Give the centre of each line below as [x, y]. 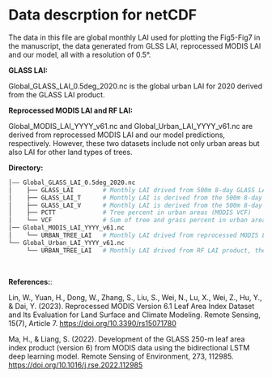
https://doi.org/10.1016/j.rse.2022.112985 [76, 365]
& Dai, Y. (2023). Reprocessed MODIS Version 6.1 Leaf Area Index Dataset [132, 306]
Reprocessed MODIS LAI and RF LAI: [71, 110]
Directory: [26, 167]
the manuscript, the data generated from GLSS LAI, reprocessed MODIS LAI [135, 45]
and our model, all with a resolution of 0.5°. [80, 54]
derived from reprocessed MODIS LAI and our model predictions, [117, 135]
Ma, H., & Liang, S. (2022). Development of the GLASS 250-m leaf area [127, 339]
